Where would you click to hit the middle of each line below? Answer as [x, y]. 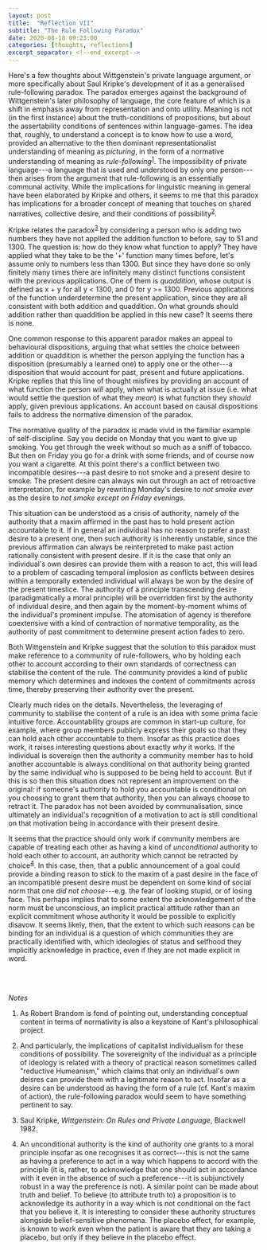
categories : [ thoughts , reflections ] [71, 45]
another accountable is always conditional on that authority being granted [129, 764]
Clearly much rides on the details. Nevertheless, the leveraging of [116, 705]
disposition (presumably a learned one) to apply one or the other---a [120, 364]
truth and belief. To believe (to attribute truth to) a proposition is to [128, 1194]
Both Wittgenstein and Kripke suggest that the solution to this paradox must [132, 646]
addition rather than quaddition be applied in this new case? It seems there [130, 314]
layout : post [30, 16]
